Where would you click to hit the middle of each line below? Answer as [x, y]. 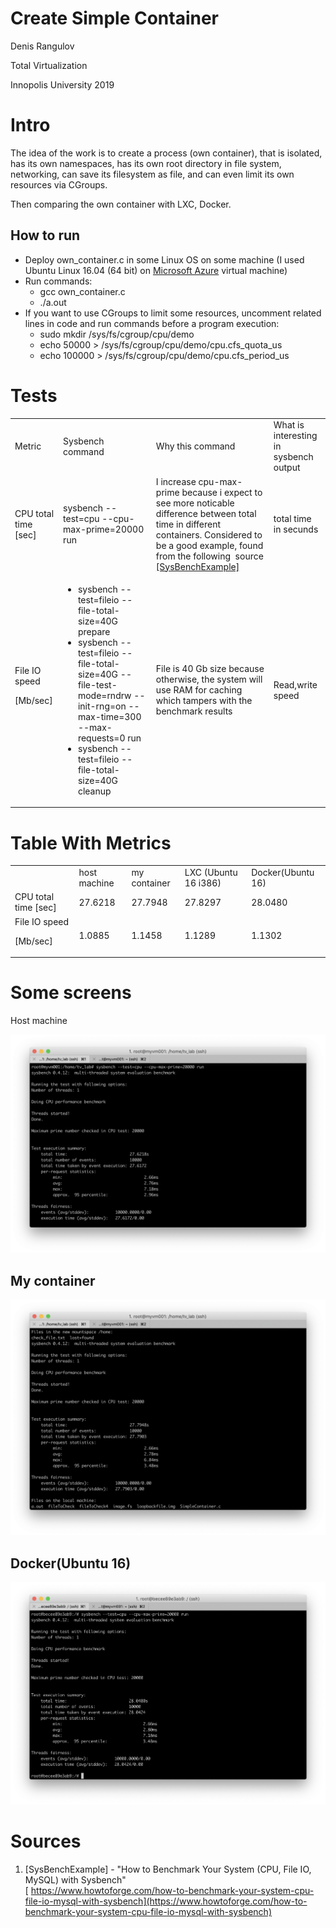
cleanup [94, 791]
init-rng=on [102, 706]
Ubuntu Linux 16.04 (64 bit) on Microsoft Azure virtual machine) [156, 270]
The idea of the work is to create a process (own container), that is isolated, [166, 153]
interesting [295, 436]
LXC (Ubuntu [211, 873]
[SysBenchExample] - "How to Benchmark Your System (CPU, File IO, [168, 1869]
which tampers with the [204, 701]
